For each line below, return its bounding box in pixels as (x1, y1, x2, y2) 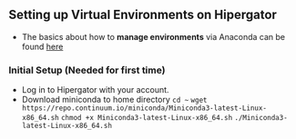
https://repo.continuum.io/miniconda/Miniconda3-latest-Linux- (21, 104, 268, 113)
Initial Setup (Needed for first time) (8, 64, 166, 76)
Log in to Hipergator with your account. (21, 84, 169, 95)
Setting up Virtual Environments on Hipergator (8, 7, 277, 23)
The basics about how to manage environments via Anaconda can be (21, 31, 286, 42)
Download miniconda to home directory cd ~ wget (21, 94, 208, 105)
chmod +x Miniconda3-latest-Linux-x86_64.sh (61, 114, 233, 123)
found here (21, 41, 64, 52)
